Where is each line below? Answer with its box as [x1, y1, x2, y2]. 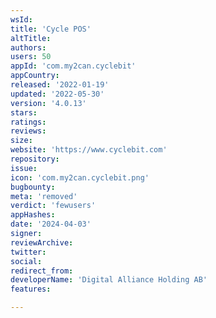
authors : [10, 42, 47, 53]
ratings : [10, 117, 47, 127]
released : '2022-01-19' [10, 80, 110, 90]
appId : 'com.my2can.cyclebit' [10, 61, 137, 71]
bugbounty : [10, 182, 56, 192]
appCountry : [10, 71, 60, 81]
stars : [10, 107, 38, 118]
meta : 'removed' [10, 191, 78, 201]
